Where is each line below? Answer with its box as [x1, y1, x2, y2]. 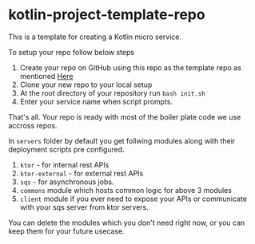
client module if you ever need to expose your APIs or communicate [19, 194, 248, 203]
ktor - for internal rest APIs [19, 159, 110, 169]
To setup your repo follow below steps [8, 47, 134, 57]
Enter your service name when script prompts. [19, 96, 173, 106]
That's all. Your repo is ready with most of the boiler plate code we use [8, 112, 241, 121]
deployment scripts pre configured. [8, 144, 126, 154]
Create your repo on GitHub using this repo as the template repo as [19, 62, 241, 73]
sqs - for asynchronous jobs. [19, 177, 114, 187]
